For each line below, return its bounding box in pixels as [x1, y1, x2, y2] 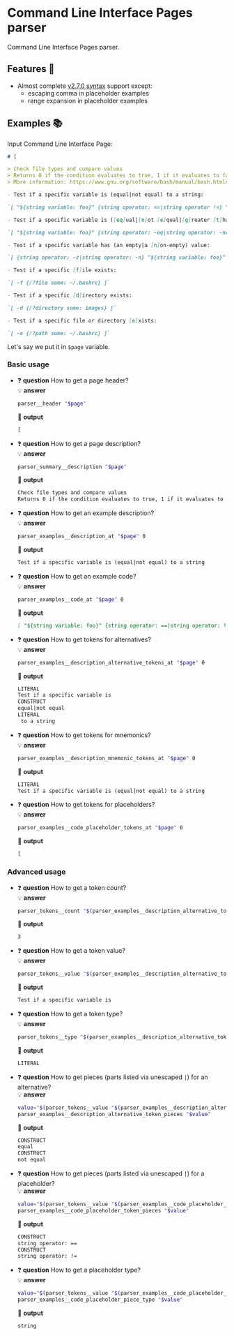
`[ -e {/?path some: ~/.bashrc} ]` [7, 329, 111, 336]
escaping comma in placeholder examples [27, 89, 150, 97]
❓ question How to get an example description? [17, 509, 155, 517]
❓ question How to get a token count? [17, 883, 127, 891]
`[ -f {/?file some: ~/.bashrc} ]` [7, 279, 111, 287]
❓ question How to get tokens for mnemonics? [17, 731, 151, 739]
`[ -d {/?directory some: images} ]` [7, 304, 117, 311]
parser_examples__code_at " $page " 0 [17, 595, 124, 603]
